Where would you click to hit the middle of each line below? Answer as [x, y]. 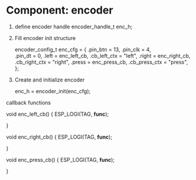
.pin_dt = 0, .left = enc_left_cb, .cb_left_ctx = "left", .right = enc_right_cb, [102, 55]
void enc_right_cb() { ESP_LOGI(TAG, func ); [59, 137]
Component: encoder [60, 10]
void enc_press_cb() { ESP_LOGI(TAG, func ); [61, 159]
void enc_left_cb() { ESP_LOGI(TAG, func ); [58, 114]
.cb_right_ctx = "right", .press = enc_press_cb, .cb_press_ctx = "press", [101, 62]
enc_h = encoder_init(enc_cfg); [53, 91]
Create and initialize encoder [50, 80]
